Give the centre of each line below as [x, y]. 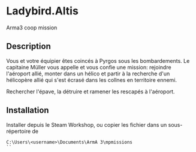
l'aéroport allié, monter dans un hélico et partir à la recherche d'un [88, 74]
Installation [28, 110]
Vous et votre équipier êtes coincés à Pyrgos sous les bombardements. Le [98, 60]
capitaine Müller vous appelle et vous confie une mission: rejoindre [89, 67]
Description [28, 46]
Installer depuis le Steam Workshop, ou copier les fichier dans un [87, 124]
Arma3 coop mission [32, 28]
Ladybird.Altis [43, 11]
